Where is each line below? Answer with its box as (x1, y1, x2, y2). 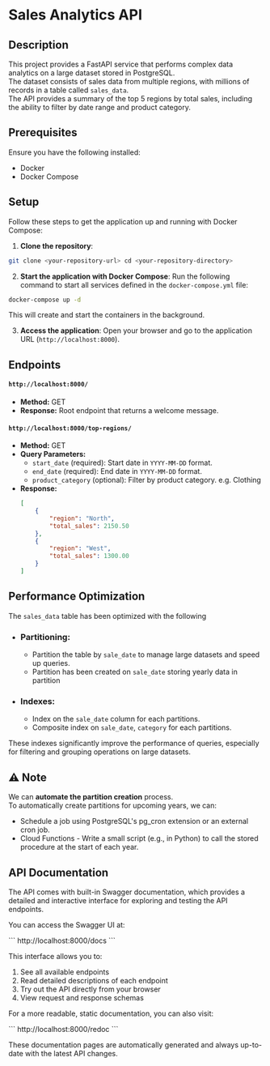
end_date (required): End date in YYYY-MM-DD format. (32, 467, 202, 476)
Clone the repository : (19, 241, 94, 250)
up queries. (32, 659, 70, 668)
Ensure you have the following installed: (8, 147, 141, 157)
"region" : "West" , (49, 544, 112, 552)
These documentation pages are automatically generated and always (8, 1039, 239, 1050)
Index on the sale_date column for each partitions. (32, 714, 200, 724)
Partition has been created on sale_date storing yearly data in (32, 667, 238, 677)
